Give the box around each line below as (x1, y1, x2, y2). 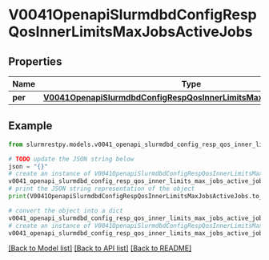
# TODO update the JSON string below (8, 155, 134, 163)
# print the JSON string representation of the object (8, 185, 195, 193)
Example (8, 119, 53, 133)
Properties (8, 55, 62, 68)
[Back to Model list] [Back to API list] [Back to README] (8, 243, 192, 254)
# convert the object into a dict (8, 206, 124, 214)
